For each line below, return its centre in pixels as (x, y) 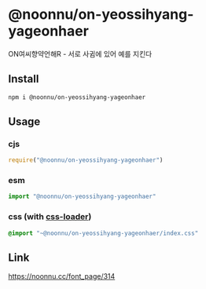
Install (24, 79)
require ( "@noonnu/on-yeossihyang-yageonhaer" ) (86, 160)
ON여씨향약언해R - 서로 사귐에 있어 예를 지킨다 (80, 53)
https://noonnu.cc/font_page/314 (62, 276)
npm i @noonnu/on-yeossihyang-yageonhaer (77, 97)
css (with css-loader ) (50, 217)
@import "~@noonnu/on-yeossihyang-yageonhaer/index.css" (103, 233)
